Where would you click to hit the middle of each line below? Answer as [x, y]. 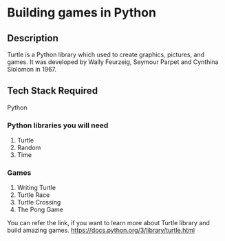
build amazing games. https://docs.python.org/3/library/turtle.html [101, 230]
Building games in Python [82, 13]
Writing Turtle [36, 188]
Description [33, 38]
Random [29, 148]
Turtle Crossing [39, 202]
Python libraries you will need [58, 125]
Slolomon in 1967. [32, 69]
